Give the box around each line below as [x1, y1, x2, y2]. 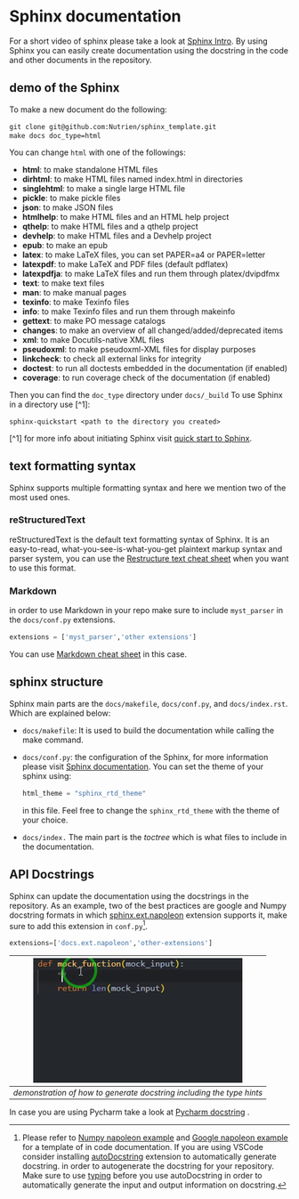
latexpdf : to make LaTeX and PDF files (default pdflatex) [21, 258, 229, 269]
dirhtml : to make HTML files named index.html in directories [21, 174, 243, 184]
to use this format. [9, 563, 77, 573]
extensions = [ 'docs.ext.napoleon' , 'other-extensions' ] [9, 939, 214, 948]
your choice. [21, 814, 69, 825]
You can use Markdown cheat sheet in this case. [9, 649, 187, 660]
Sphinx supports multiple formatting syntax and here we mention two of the [9, 482, 287, 493]
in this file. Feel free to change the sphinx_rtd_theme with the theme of [21, 805, 280, 815]
